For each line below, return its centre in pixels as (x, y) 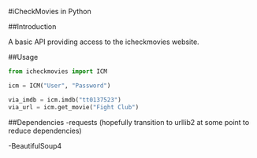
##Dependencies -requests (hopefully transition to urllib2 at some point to (129, 122)
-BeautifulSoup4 (35, 145)
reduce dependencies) (45, 130)
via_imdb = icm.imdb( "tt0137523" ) (65, 100)
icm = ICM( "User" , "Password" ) (60, 86)
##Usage (23, 57)
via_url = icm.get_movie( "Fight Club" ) (74, 107)
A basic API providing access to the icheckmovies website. (104, 42)
